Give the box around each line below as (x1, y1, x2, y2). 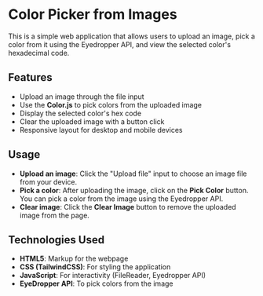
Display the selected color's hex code (19, 108, 142, 118)
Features (8, 71, 53, 84)
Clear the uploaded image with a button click (19, 116, 165, 126)
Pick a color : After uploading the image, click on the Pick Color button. (19, 185, 249, 195)
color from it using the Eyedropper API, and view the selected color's (8, 39, 232, 49)
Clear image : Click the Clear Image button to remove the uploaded (19, 202, 237, 211)
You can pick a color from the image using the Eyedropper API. (19, 194, 224, 203)
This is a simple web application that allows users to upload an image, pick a (8, 31, 255, 41)
